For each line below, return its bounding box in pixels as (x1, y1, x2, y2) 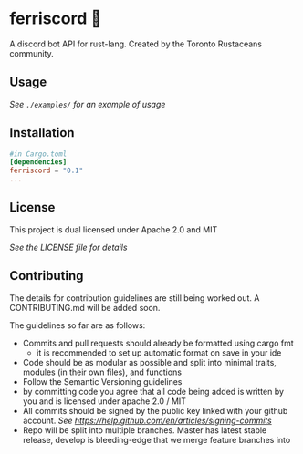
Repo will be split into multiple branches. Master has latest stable (22, 424, 267, 436)
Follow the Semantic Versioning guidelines (22, 376, 183, 387)
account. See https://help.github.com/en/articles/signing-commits (22, 415, 272, 426)
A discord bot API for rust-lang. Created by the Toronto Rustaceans (9, 38, 263, 49)
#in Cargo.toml (9, 150, 68, 159)
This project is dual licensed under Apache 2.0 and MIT (9, 223, 218, 235)
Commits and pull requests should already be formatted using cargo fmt (22, 337, 294, 348)
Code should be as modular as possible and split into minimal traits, (22, 356, 277, 367)
